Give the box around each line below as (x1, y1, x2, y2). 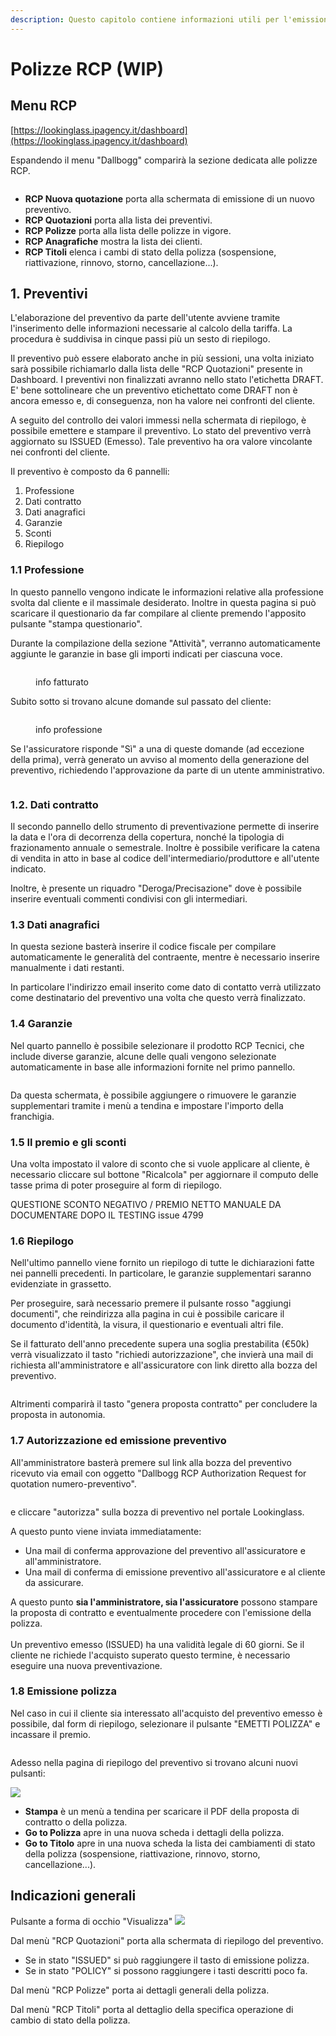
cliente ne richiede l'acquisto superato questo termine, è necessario (10, 1649, 291, 1661)
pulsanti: (10, 1767, 46, 1779)
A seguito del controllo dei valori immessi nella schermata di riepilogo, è (10, 414, 307, 426)
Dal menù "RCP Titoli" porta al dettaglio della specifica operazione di (10, 2003, 294, 2015)
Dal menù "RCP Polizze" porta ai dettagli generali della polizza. (10, 1984, 270, 1996)
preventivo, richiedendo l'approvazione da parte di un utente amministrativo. (10, 764, 325, 776)
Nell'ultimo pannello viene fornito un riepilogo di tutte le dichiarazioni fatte (10, 1257, 315, 1269)
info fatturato (35, 676, 89, 688)
